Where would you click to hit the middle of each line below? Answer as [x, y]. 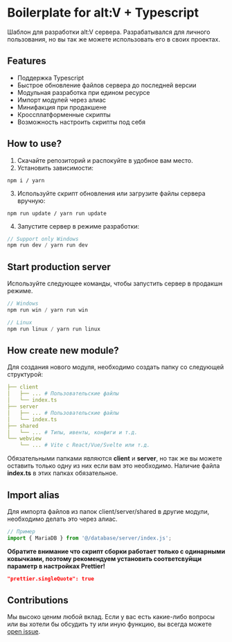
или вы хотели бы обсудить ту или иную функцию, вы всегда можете [110, 624]
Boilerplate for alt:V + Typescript [103, 13]
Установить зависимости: [55, 168]
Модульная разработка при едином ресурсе [83, 92]
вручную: [31, 200]
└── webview [24, 439]
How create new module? [63, 351]
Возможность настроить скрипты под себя [81, 122]
